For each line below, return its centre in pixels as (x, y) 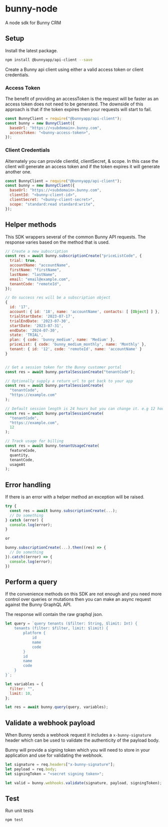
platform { (34, 633)
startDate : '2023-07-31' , (37, 326)
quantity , (20, 455)
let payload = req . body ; (31, 769)
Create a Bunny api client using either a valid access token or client (74, 69)
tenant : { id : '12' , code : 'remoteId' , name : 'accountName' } (76, 349)
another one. (18, 172)
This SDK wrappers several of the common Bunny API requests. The (75, 237)
